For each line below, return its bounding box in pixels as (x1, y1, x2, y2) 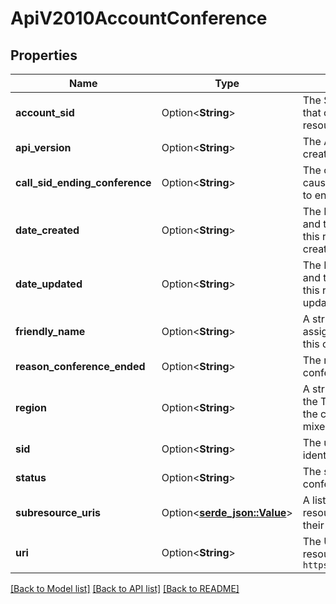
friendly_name (15, 325, 86, 338)
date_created (15, 223, 80, 237)
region (15, 401, 47, 414)
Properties (10, 47, 78, 64)
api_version (15, 141, 72, 154)
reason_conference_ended (15, 360, 146, 373)
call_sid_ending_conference (15, 176, 152, 189)
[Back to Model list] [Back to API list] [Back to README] (10, 583, 240, 594)
